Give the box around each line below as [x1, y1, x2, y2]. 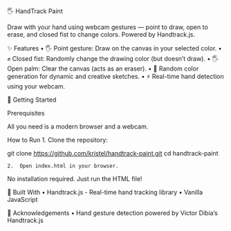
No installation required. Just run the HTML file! [7, 175, 142, 183]
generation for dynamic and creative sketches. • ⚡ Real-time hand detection [7, 73, 225, 80]
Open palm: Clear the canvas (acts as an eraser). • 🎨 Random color [7, 64, 199, 73]
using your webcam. [7, 82, 66, 90]
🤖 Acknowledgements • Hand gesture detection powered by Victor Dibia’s [7, 209, 218, 217]
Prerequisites [7, 109, 45, 117]
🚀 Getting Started [7, 95, 57, 104]
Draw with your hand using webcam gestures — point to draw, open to [7, 23, 209, 31]
